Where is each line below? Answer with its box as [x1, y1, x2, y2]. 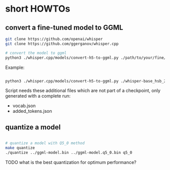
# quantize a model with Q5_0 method [5, 141, 85, 146]
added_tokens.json [12, 108, 52, 114]
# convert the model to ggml [5, 50, 67, 56]
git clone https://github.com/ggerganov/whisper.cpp [5, 41, 119, 46]
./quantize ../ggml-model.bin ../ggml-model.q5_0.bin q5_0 [5, 150, 133, 155]
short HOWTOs [5, 3, 71, 15]
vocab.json [12, 103, 36, 109]
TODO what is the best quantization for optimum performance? [5, 159, 137, 165]
